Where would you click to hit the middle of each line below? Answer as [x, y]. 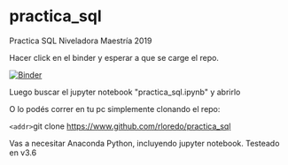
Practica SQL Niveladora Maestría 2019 [81, 41]
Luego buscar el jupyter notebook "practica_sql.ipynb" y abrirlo [125, 92]
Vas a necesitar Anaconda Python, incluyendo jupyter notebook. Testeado [144, 143]
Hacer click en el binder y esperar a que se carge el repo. [114, 57]
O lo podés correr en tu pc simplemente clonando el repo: [115, 109]
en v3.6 [23, 153]
